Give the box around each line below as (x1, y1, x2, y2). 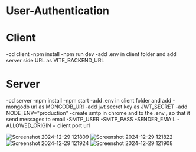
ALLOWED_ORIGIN (6, 122, 51, 129)
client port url (57, 122, 90, 129)
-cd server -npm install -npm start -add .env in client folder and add (6, 97, 172, 104)
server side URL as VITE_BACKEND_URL (6, 57, 104, 64)
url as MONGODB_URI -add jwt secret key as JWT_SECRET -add (30, 103, 188, 110)
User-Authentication (6, 4, 109, 18)
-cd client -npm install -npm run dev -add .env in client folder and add (6, 51, 177, 58)
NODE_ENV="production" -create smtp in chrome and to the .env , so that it (6, 110, 191, 117)
